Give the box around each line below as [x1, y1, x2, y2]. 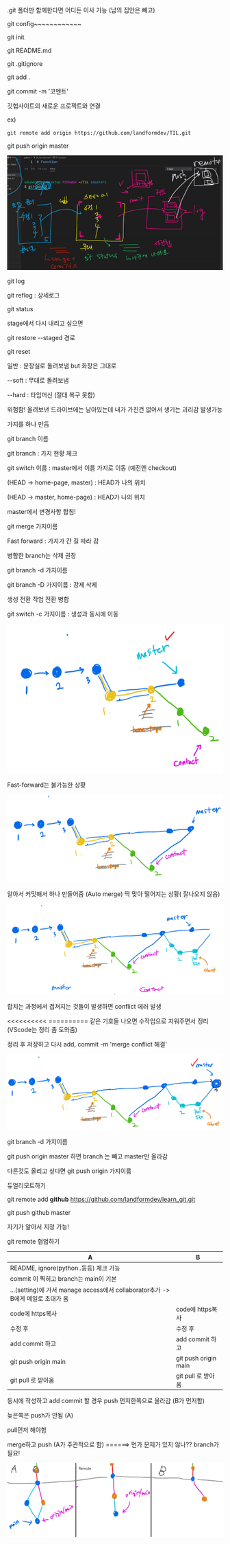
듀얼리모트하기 [7, 1181, 47, 1190]
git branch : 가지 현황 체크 [7, 449, 77, 458]
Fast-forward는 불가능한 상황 [7, 781, 86, 789]
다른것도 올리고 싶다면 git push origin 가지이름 [7, 1167, 132, 1175]
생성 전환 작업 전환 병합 [7, 595, 70, 603]
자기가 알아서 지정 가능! [7, 1222, 70, 1231]
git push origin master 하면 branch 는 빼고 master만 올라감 [7, 1152, 168, 1161]
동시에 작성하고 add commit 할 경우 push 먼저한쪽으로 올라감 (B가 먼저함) [7, 1397, 205, 1405]
